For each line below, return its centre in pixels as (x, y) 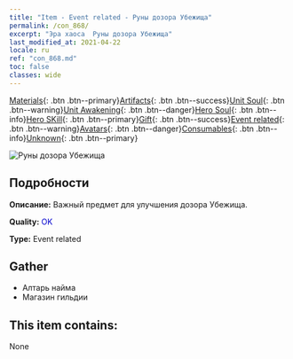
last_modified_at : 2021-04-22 (65, 42)
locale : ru (29, 51)
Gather (29, 266)
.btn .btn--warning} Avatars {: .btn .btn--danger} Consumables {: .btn (132, 129)
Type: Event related (45, 238)
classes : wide (36, 75)
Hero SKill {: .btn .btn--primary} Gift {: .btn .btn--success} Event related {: (155, 119)
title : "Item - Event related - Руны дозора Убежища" (111, 17)
